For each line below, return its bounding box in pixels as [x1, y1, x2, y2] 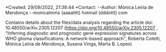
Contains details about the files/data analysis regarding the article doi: [5, 20, 153, 25]
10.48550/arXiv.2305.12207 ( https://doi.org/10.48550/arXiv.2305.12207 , [5, 25, 158, 31]
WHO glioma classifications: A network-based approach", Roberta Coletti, [5, 35, 161, 41]
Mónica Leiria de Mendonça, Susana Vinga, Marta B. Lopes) [5, 41, 132, 47]
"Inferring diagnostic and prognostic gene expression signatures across [5, 30, 157, 36]
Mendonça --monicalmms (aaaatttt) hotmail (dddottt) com [5, 10, 128, 16]
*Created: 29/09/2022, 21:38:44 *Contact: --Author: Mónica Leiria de [5, 5, 154, 10]
